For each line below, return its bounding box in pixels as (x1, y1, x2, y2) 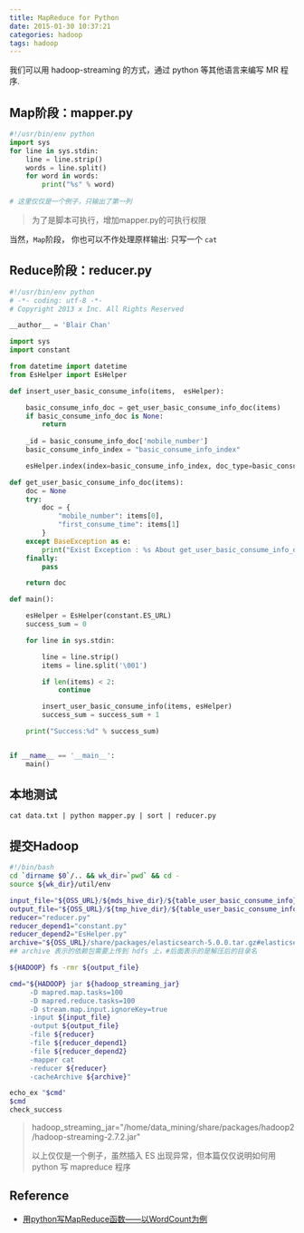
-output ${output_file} (29, 1022, 119, 1031)
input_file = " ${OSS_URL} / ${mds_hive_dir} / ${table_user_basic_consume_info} (9, 896, 298, 905)
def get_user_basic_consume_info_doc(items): (9, 478, 184, 487)
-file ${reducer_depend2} (29, 1046, 128, 1056)
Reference (9, 1189, 70, 1204)
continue (57, 685, 91, 694)
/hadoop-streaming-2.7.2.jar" (31, 1131, 141, 1142)
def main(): (9, 595, 54, 604)
